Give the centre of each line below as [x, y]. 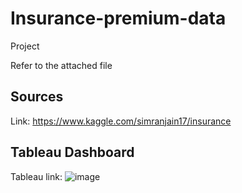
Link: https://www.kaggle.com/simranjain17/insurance [121, 121]
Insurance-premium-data [118, 18]
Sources [37, 97]
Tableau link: [36, 176]
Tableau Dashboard [72, 152]
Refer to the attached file [61, 65]
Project [25, 46]
